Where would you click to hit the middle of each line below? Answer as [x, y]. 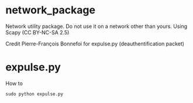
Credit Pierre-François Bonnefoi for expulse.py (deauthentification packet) [95, 44]
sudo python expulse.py [35, 94]
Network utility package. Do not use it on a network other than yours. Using [96, 26]
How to [14, 83]
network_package [51, 10]
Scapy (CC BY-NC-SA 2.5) [37, 32]
